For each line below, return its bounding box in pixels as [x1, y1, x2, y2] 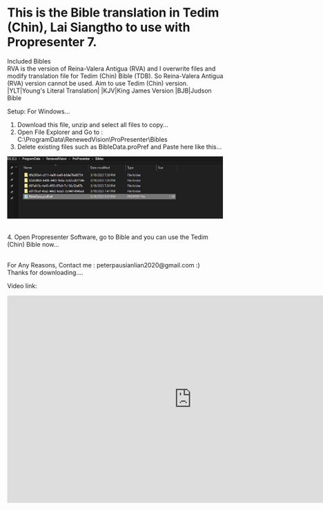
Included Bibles [7, 57, 52, 65]
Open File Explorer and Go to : [17, 128, 104, 136]
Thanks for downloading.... [7, 268, 84, 277]
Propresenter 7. [7, 35, 97, 50]
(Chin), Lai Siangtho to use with [7, 19, 190, 35]
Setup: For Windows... [7, 107, 70, 115]
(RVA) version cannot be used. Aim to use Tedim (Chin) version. [7, 79, 188, 87]
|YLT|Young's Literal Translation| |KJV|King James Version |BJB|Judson [7, 86, 212, 95]
